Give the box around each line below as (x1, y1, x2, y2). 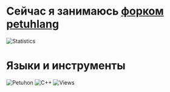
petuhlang (6, 17, 59, 31)
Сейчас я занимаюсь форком (6, 4, 164, 18)
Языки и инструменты (6, 59, 126, 73)
